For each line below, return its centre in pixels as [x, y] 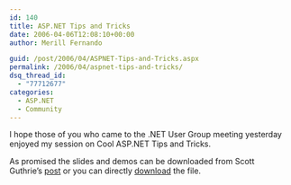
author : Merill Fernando [56, 43]
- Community [40, 109]
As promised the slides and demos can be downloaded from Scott [132, 162]
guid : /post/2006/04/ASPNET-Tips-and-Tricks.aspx [105, 59]
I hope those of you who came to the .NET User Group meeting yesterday [145, 135]
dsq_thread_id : [38, 76]
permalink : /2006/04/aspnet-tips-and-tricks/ [96, 67]
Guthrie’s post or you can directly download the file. [105, 171]
